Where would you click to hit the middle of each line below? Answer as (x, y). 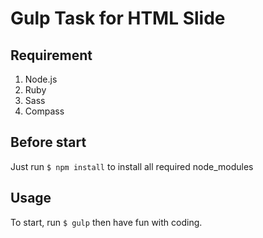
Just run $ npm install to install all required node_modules (132, 166)
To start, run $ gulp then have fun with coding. (106, 222)
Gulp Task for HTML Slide (118, 18)
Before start (48, 142)
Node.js (41, 79)
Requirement (51, 55)
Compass (44, 111)
